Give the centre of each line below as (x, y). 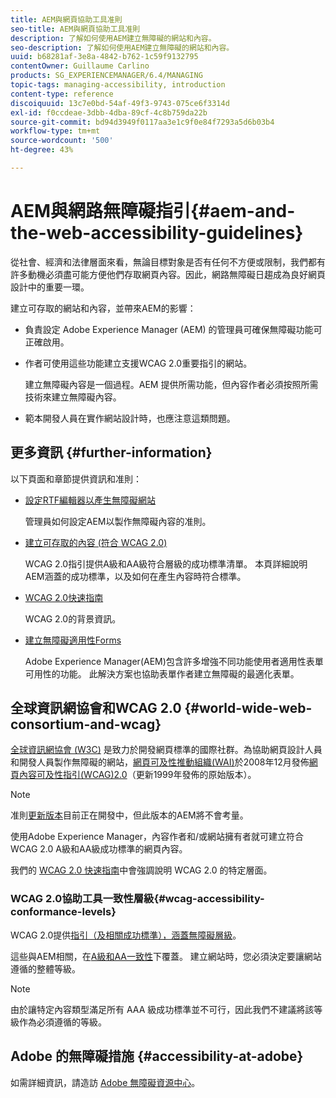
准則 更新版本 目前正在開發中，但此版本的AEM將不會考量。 (129, 815)
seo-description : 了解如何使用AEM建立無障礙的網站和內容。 (122, 47)
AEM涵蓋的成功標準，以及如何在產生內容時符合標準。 (135, 576)
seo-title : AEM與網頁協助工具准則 (75, 29)
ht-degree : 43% (42, 150)
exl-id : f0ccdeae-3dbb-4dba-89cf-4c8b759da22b (109, 112)
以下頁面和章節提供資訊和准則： (76, 478)
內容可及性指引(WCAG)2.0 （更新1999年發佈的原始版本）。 (137, 775)
